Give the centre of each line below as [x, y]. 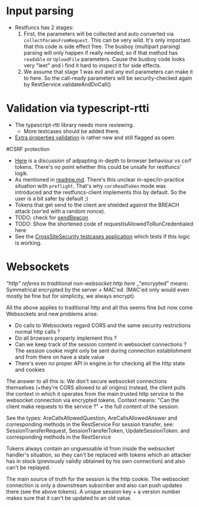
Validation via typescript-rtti [78, 109]
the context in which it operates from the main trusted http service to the [95, 393]
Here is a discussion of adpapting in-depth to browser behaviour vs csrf [103, 160]
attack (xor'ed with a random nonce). [60, 211]
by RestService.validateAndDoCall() [67, 84]
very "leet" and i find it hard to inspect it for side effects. [92, 65]
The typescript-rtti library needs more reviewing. [75, 125]
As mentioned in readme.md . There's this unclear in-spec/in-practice [99, 179]
